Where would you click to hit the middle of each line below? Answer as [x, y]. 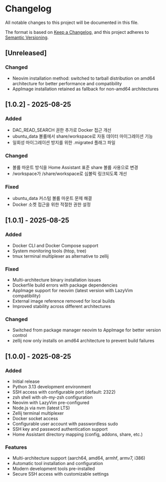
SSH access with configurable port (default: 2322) [64, 392]
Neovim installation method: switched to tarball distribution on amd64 [83, 78]
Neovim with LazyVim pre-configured [51, 402]
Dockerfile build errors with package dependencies [65, 285]
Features [16, 447]
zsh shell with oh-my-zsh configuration [52, 397]
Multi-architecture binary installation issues [57, 280]
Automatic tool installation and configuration [58, 464]
